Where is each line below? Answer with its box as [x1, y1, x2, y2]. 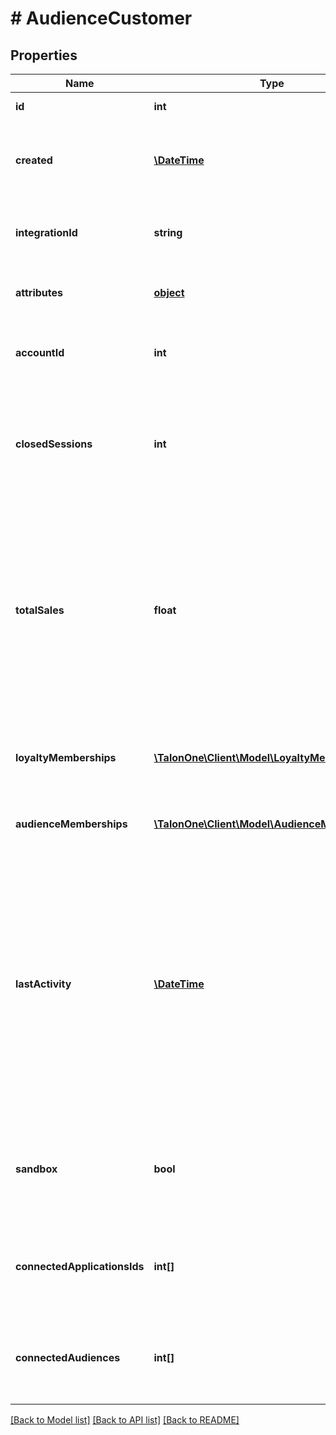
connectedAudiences [15, 1351, 121, 1364]
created [15, 153, 53, 167]
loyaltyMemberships [15, 751, 117, 764]
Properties [10, 47, 78, 64]
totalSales [15, 603, 65, 617]
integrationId [15, 226, 78, 239]
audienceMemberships [15, 817, 128, 831]
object [153, 286, 185, 299]
